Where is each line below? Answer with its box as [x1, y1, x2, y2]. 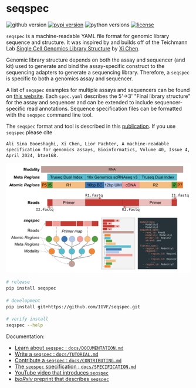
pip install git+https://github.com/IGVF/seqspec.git [6, 304, 141, 309]
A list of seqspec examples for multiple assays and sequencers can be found [6, 86, 190, 93]
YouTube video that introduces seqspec [14, 369, 109, 376]
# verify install [6, 316, 49, 322]
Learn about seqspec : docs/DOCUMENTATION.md [14, 345, 124, 352]
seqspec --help [6, 322, 43, 328]
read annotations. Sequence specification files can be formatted [26, 105, 183, 112]
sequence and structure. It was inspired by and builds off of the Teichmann [6, 39, 188, 46]
